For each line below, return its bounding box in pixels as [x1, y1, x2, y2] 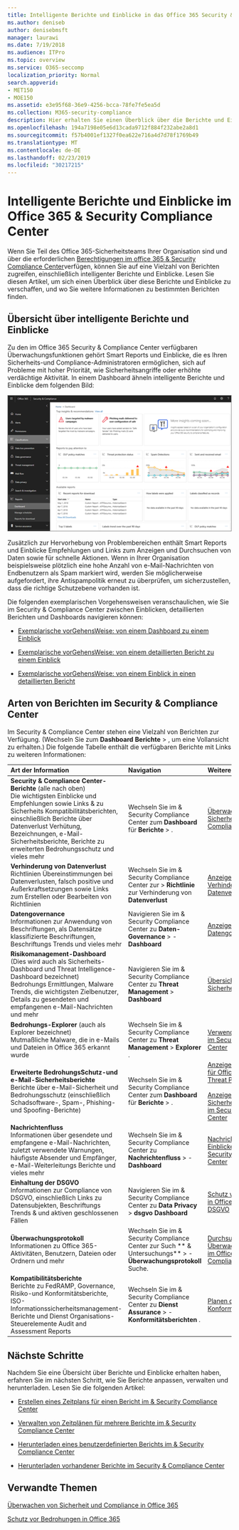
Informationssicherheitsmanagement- [10, 1304, 122, 1313]
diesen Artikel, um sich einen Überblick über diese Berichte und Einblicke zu [7, 278, 231, 286]
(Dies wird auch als [10, 958, 67, 966]
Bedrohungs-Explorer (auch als [10, 1020, 106, 1029]
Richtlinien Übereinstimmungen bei [10, 869, 113, 878]
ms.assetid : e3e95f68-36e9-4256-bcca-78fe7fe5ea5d [7, 102, 161, 109]
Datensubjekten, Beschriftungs [10, 1201, 101, 1210]
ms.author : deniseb [7, 19, 65, 26]
